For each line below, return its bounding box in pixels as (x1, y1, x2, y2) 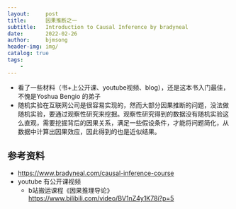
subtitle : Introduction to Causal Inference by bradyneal (7, 23, 189, 30)
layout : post (7, 10, 59, 18)
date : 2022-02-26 (7, 30, 78, 37)
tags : (7, 56, 23, 64)
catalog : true (7, 50, 50, 57)
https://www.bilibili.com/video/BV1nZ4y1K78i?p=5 (28, 194, 174, 203)
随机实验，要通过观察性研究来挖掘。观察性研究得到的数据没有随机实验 (17, 109, 223, 118)
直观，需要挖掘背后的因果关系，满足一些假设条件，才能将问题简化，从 (23, 118, 229, 127)
